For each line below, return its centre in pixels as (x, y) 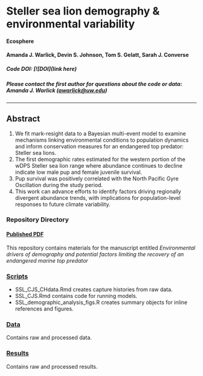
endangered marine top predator (47, 260)
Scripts (17, 276)
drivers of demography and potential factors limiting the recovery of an (95, 254)
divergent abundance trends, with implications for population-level (98, 197)
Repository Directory (38, 220)
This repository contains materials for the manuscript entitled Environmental (101, 248)
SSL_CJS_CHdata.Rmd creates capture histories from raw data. (94, 289)
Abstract (23, 119)
